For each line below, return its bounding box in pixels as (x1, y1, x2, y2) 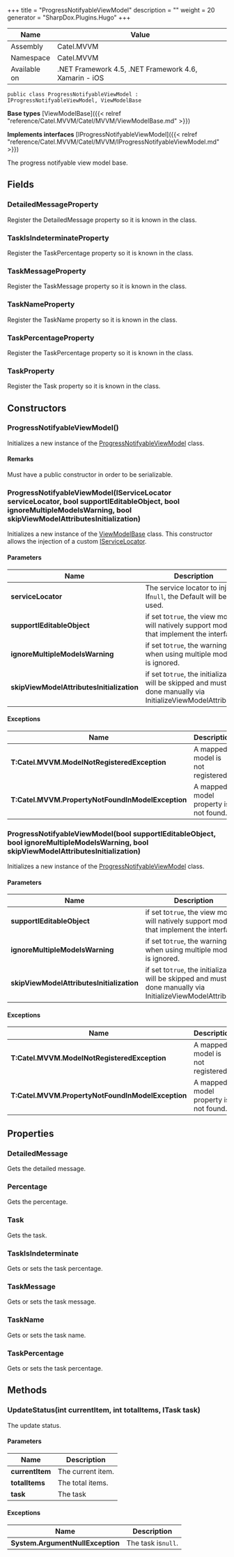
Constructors (7, 402, 67, 414)
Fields (7, 179, 35, 191)
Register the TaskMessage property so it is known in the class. (7, 282, 187, 290)
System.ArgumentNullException (10, 1538, 120, 1548)
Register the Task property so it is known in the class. (7, 382, 161, 390)
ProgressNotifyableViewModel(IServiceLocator (7, 488, 172, 498)
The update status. (7, 1421, 61, 1429)
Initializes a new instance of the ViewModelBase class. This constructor (7, 530, 213, 538)
